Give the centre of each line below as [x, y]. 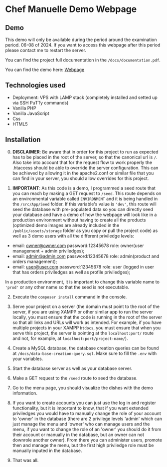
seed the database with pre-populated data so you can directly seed [83, 209]
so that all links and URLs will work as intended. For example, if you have [87, 322]
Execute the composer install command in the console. [70, 296]
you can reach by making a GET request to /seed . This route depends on [87, 193]
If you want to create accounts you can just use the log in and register [84, 402]
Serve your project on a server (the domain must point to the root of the [86, 306]
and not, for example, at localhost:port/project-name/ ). [70, 338]
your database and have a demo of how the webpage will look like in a [84, 214]
